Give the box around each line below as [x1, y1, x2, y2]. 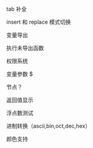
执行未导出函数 [6, 45, 44, 51]
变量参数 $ [6, 70, 33, 78]
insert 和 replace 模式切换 [6, 18, 72, 26]
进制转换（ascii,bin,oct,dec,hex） [6, 122, 91, 130]
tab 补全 [6, 6, 28, 12]
